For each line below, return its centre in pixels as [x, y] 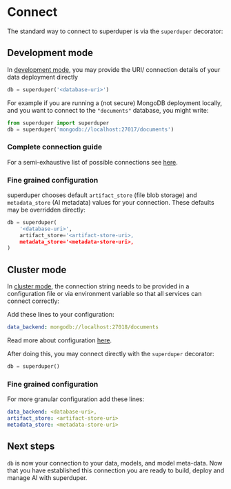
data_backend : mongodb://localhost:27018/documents [83, 327]
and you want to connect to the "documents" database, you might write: [108, 110]
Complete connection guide [54, 147]
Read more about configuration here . [60, 340]
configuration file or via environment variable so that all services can [104, 294]
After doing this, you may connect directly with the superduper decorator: [111, 354]
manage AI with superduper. [47, 477]
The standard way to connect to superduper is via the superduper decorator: [115, 31]
